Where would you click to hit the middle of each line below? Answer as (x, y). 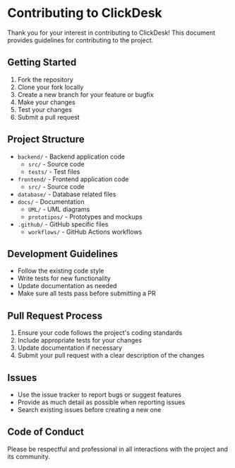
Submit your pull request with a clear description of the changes (111, 355)
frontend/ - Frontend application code (73, 179)
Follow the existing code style (61, 271)
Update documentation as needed (67, 286)
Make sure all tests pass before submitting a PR (87, 293)
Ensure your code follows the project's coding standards (100, 333)
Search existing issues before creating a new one (89, 410)
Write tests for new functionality (64, 278)
